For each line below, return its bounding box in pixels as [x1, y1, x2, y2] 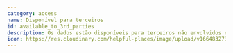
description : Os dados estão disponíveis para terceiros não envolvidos [7, 29, 222, 36]
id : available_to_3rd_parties [7, 23, 95, 30]
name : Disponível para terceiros [7, 17, 104, 23]
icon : [7, 36, 23, 43]
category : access [7, 10, 58, 17]
